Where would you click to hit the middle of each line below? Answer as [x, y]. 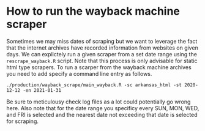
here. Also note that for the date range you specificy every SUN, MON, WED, [103, 108]
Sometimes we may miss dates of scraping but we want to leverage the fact [102, 41]
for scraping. [22, 121]
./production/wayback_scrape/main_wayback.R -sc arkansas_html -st [94, 85]
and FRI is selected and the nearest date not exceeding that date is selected [102, 114]
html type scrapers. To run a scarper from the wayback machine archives [99, 67]
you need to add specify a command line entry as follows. [79, 73]
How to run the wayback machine [93, 11]
